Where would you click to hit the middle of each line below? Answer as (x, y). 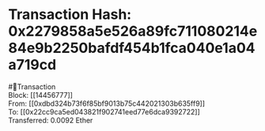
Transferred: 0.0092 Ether (51, 120)
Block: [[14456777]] (41, 95)
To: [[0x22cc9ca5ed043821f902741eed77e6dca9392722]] (104, 111)
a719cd (32, 65)
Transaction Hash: (70, 15)
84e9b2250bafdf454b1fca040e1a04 (132, 48)
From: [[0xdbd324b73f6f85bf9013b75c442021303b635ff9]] (107, 103)
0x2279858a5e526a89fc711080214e (133, 31)
